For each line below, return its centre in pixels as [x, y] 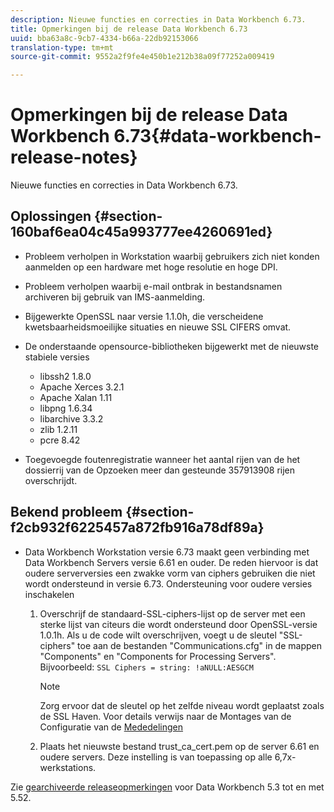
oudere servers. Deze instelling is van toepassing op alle [156, 757]
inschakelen [49, 594]
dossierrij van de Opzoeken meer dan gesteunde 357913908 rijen [160, 470]
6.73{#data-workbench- [217, 136]
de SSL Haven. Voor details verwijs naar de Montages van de [165, 716]
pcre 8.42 [60, 440]
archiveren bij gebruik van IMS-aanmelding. [115, 297]
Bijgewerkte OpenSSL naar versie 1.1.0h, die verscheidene [144, 316]
